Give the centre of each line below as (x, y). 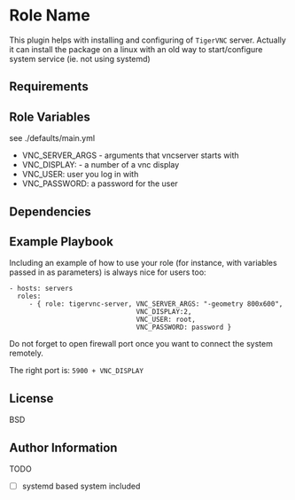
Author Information (63, 447)
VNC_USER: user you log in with (80, 175)
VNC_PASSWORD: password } (184, 328)
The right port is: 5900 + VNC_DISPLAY (77, 371)
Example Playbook (61, 242)
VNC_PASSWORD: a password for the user (100, 184)
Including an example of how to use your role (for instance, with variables (143, 263)
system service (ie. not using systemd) (80, 59)
